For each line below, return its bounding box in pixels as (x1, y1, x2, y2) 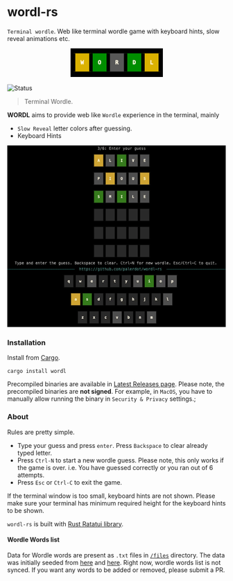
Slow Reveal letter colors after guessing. (17, 124, 132, 132)
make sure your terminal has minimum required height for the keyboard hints (7, 498, 226, 507)
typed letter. (17, 449, 52, 457)
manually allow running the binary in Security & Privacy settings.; (7, 394, 196, 403)
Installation (7, 338, 46, 347)
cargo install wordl (7, 368, 67, 375)
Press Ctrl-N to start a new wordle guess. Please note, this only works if (17, 456, 224, 465)
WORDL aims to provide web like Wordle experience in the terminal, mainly (7, 110, 220, 119)
